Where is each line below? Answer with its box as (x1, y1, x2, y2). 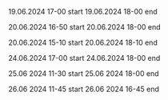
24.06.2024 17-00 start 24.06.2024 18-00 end (8, 54, 161, 62)
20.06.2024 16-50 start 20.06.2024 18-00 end (8, 22, 162, 31)
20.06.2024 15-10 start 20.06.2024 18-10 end (8, 38, 158, 47)
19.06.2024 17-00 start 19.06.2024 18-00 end (8, 7, 158, 16)
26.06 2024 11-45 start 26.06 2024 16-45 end (8, 84, 160, 94)
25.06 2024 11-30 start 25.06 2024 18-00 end (8, 69, 159, 78)
